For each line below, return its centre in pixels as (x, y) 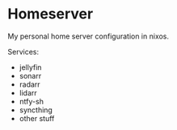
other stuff (37, 118)
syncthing (36, 110)
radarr (30, 84)
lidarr (28, 92)
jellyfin (30, 67)
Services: (23, 51)
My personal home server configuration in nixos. (88, 36)
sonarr (30, 75)
